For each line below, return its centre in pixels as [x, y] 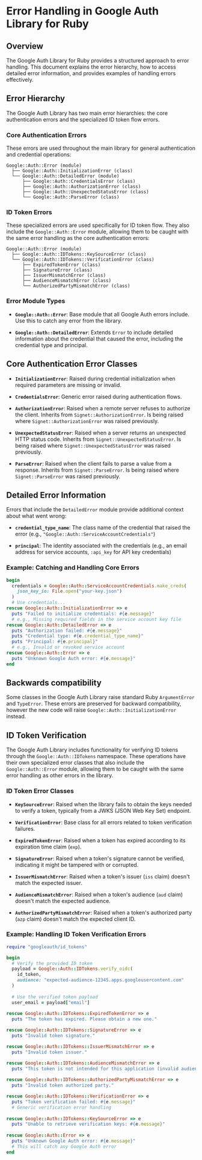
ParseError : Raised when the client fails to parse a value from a [93, 463]
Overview [25, 46]
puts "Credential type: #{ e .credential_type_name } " [78, 636]
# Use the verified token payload [55, 997]
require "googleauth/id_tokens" [47, 947]
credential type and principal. [51, 345]
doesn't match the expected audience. [63, 901]
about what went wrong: [36, 516]
